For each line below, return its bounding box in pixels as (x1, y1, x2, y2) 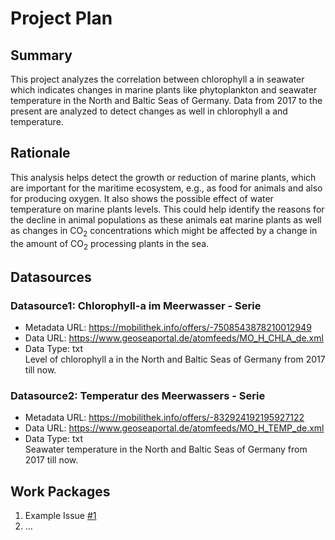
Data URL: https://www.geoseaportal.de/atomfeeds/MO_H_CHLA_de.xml (24, 332, 324, 344)
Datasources (10, 268, 92, 286)
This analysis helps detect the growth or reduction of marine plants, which (10, 171, 317, 183)
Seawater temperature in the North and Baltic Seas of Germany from (24, 443, 308, 456)
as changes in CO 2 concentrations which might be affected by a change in (10, 224, 318, 239)
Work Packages (10, 483, 111, 500)
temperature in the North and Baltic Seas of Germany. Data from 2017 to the (10, 95, 323, 106)
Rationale (10, 145, 71, 162)
